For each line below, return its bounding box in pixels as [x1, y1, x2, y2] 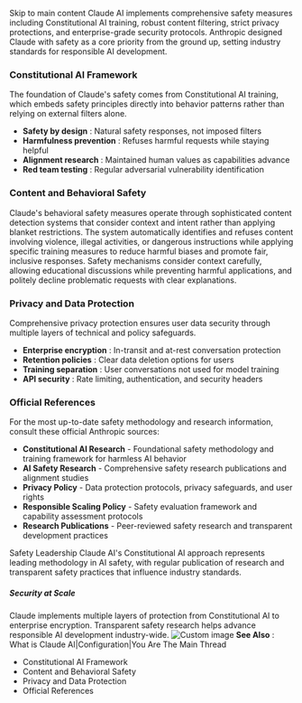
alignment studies [22, 473, 89, 483]
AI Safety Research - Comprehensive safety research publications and [22, 463, 287, 473]
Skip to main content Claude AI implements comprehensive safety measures [9, 8, 293, 18]
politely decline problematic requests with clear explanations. [9, 275, 237, 286]
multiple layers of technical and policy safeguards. [9, 327, 197, 338]
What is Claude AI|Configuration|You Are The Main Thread [9, 639, 227, 650]
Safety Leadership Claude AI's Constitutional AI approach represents [9, 548, 266, 558]
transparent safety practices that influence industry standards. [9, 567, 242, 577]
